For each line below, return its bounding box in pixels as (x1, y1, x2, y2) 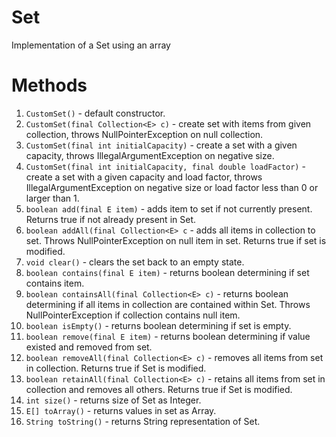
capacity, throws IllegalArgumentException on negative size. (25, 149, 275, 161)
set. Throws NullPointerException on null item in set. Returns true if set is (25, 234, 327, 246)
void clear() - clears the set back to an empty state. (25, 256, 245, 268)
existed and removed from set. (25, 341, 153, 353)
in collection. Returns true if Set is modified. (25, 362, 207, 374)
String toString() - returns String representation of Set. (25, 415, 261, 427)
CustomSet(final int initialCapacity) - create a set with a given (25, 139, 298, 151)
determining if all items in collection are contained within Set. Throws (25, 298, 311, 310)
